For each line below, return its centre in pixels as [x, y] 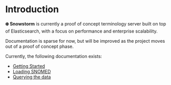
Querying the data [32, 77]
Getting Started [29, 66]
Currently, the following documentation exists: [54, 56]
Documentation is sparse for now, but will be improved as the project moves [85, 41]
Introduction [32, 9]
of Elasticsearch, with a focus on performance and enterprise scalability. [82, 31]
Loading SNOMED [32, 71]
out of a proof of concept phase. [40, 46]
